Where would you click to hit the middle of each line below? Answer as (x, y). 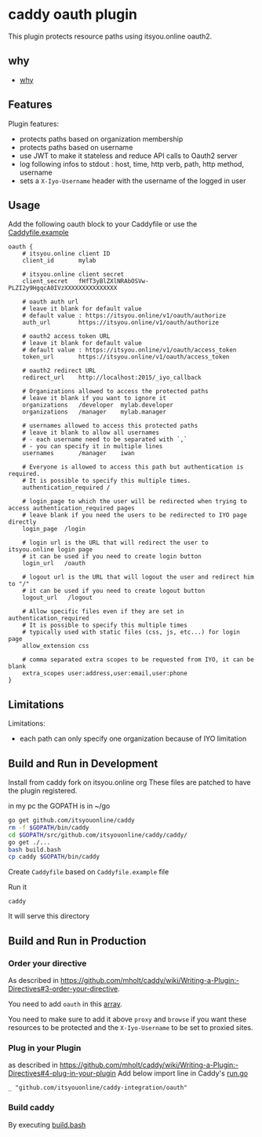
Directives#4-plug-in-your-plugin (62, 1073)
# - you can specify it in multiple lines (93, 447)
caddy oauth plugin (73, 15)
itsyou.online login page (50, 550)
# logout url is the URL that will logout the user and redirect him (138, 577)
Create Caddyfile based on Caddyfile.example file (89, 872)
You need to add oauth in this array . (65, 1003)
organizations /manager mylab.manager (95, 412)
